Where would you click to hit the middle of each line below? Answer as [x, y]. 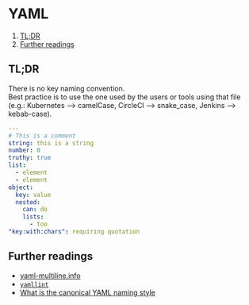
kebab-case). [30, 114]
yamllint [34, 284]
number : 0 [25, 151]
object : [21, 187]
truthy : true [30, 158]
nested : [28, 202]
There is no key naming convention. [67, 88]
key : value [33, 195]
